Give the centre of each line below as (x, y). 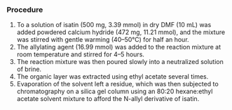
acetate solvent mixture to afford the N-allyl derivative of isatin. (108, 99)
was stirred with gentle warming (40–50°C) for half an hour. (103, 40)
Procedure (25, 10)
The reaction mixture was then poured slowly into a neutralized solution (120, 62)
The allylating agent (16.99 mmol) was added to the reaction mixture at (119, 47)
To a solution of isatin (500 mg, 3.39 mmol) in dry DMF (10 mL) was (114, 25)
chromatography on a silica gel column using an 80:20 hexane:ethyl (115, 91)
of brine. (29, 69)
